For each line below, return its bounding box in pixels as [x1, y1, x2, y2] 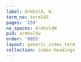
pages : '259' [6, 19, 38, 25]
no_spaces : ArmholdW [6, 25, 57, 31]
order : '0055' [6, 36, 41, 42]
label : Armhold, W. [6, 8, 54, 15]
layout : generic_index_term [6, 42, 76, 48]
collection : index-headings [6, 47, 76, 53]
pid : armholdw [6, 31, 41, 37]
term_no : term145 [6, 14, 49, 20]
